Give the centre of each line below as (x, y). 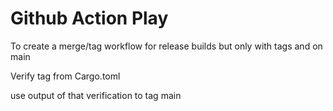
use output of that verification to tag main (96, 95)
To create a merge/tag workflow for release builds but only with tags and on (166, 46)
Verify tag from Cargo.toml (65, 76)
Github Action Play (89, 18)
